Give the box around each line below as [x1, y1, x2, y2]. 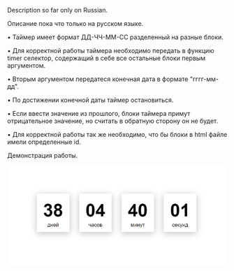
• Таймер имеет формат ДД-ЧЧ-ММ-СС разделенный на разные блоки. [7, 33, 224, 41]
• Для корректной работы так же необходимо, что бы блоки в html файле [7, 131, 228, 138]
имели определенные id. [7, 138, 82, 146]
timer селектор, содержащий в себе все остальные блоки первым [7, 54, 206, 62]
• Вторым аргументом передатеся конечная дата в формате [7, 75, 189, 83]
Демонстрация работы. [7, 152, 78, 159]
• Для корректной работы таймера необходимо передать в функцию [7, 47, 214, 54]
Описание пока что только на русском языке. [7, 20, 144, 27]
